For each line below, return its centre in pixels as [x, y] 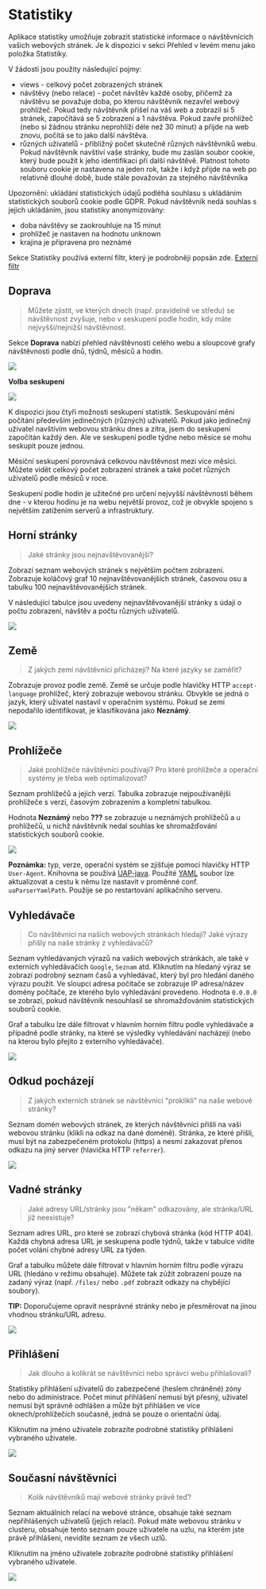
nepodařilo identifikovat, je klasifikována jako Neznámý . [100, 711]
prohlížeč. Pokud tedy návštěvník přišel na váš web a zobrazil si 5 [127, 110]
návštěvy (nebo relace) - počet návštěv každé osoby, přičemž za [126, 92]
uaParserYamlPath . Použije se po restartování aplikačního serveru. [115, 890]
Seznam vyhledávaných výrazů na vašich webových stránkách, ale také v [129, 958]
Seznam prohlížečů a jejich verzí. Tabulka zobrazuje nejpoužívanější [120, 794]
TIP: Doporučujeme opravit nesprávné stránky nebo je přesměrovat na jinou [132, 1306]
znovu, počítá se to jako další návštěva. [84, 135]
